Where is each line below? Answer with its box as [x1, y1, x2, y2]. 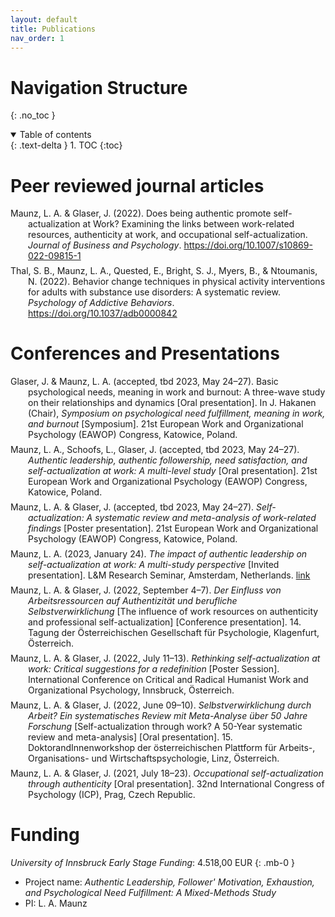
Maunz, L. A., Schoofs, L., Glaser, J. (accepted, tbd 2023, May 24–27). [10, 444, 300, 456]
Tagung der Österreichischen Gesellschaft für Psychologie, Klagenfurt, [28, 627, 320, 639]
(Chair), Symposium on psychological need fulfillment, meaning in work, [28, 407, 326, 420]
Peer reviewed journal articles [10, 174, 265, 197]
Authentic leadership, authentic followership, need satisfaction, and [28, 454, 308, 466]
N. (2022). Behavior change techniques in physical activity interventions [28, 276, 326, 288]
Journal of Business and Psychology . [28, 239, 182, 251]
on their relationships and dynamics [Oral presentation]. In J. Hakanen [28, 397, 317, 409]
